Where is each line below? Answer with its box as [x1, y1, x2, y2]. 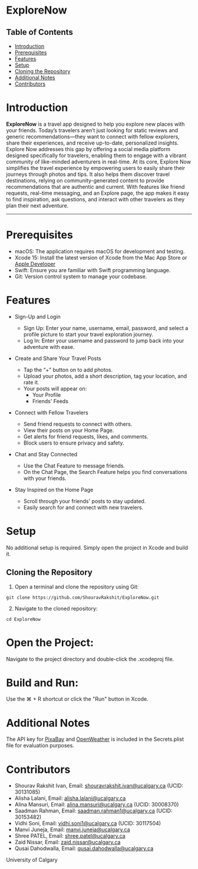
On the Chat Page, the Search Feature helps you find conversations [23, 468, 187, 475]
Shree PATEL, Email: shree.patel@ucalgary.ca [14, 832, 126, 839]
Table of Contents [6, 27, 74, 37]
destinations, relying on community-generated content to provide [6, 177, 164, 184]
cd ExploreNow [6, 616, 41, 622]
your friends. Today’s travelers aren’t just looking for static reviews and [6, 126, 179, 133]
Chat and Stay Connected [14, 450, 78, 458]
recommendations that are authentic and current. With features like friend [6, 183, 185, 190]
